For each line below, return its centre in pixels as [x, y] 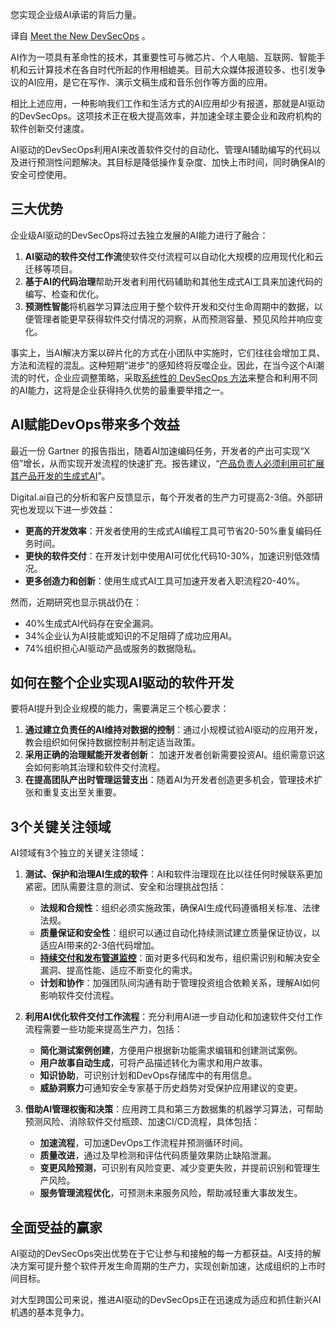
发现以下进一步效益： [71, 509]
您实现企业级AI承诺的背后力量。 [76, 14]
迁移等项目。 [51, 269]
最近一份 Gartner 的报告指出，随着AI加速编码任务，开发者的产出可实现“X [160, 450]
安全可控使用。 [41, 174]
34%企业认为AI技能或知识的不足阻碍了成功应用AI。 [131, 635]
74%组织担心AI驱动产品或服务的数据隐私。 [113, 648]
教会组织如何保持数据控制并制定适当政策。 [112, 742]
